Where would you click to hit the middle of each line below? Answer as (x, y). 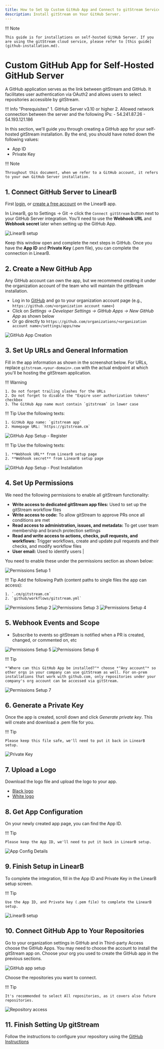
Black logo (23, 791)
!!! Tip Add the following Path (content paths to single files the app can (76, 580)
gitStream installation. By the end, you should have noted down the (87, 134)
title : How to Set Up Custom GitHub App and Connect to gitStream (74, 10)
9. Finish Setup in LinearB (45, 867)
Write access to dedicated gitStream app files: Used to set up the (79, 504)
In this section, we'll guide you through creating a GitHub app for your (75, 129)
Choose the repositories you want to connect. (51, 977)
